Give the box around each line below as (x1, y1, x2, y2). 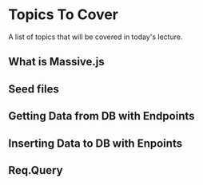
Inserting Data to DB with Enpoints (8, 136, 182, 150)
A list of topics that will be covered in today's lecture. (8, 32, 183, 41)
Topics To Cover (8, 6, 118, 24)
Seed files (8, 82, 60, 96)
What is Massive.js (8, 55, 105, 69)
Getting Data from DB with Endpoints (8, 109, 195, 123)
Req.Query (8, 163, 63, 177)
